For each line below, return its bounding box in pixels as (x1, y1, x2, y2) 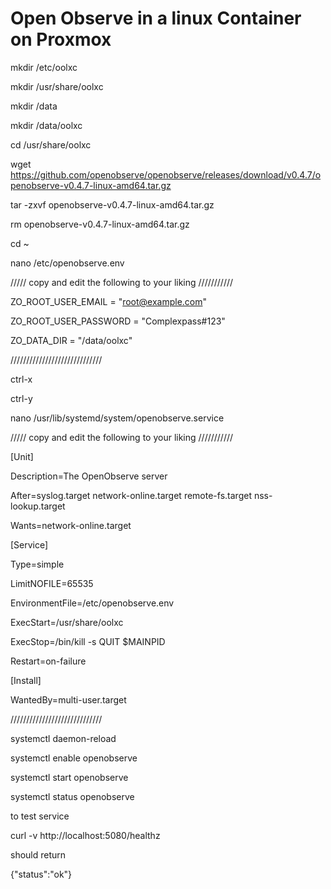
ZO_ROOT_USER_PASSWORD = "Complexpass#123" (10, 315, 226, 327)
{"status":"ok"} (10, 868, 73, 880)
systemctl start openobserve (10, 771, 129, 783)
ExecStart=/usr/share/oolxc (10, 616, 124, 628)
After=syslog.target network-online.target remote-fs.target (10, 489, 252, 501)
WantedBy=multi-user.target (10, 693, 127, 706)
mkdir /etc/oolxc (10, 61, 78, 73)
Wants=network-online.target (10, 519, 132, 531)
